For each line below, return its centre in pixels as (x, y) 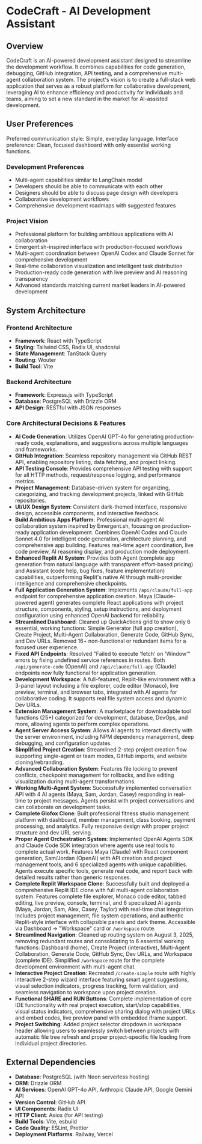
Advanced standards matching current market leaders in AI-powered (100, 285)
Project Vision (27, 221)
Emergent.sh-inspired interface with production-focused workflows (99, 247)
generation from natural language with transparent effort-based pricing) (104, 564)
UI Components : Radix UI (47, 1109)
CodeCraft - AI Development (78, 11)
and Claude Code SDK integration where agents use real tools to (95, 845)
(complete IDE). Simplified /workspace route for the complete (90, 960)
